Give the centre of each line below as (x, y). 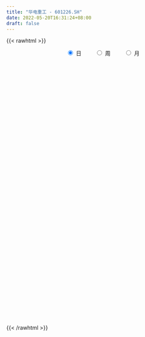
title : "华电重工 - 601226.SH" (44, 12)
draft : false (23, 23)
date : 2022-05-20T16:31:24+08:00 (49, 18)
